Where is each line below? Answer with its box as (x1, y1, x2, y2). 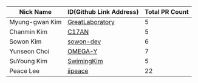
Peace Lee (9, 67, 40, 75)
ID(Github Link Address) (67, 8, 139, 16)
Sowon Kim (9, 37, 42, 46)
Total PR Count (145, 8, 189, 16)
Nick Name (19, 8, 52, 16)
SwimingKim (67, 57, 103, 65)
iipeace (67, 67, 89, 75)
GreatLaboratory (67, 18, 115, 26)
